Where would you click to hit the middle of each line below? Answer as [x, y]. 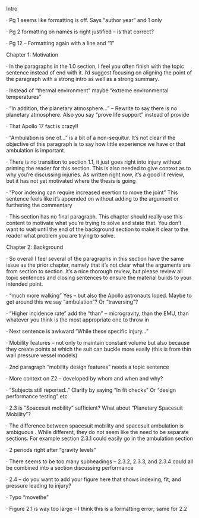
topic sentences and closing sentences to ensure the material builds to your [99, 277]
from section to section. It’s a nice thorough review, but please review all [94, 271]
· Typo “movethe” [28, 497]
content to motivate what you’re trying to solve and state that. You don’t [94, 223]
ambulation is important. [36, 150]
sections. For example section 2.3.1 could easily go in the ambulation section [99, 438]
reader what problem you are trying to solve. [61, 235]
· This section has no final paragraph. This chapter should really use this [94, 216]
